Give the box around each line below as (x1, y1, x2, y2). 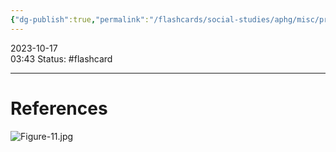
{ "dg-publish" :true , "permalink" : (10, 14, 150, 25)
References (10, 97, 108, 120)
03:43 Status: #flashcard (10, 52, 113, 65)
